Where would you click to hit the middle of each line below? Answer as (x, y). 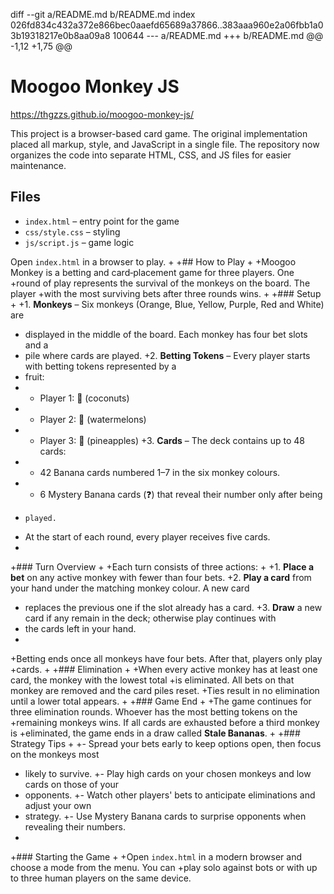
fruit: (34, 376)
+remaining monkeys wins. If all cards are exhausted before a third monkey (165, 722)
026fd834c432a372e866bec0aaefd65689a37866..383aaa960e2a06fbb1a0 (167, 25)
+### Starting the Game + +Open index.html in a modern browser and (156, 856)
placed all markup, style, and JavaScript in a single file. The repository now (165, 144)
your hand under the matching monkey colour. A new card (130, 588)
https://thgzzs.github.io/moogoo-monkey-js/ (102, 114)
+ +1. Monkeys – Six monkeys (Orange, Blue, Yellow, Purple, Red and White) (167, 304)
